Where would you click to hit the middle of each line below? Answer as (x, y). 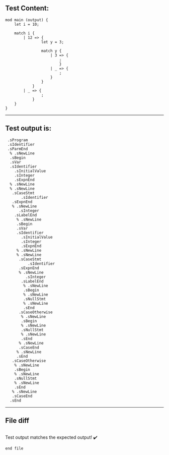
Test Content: (27, 8)
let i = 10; (27, 24)
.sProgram (18, 140)
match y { (51, 51)
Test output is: (28, 128)
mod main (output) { (27, 20)
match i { (25, 33)
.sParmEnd (18, 149)
